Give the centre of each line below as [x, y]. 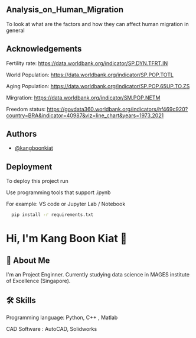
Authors [22, 134]
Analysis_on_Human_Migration [65, 10]
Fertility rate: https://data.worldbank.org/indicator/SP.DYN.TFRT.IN [87, 63]
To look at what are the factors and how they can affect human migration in [97, 24]
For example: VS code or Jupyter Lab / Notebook [66, 204]
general [15, 30]
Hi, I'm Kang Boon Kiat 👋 [67, 239]
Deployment [29, 167]
